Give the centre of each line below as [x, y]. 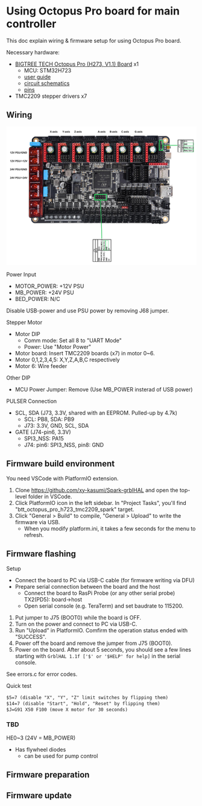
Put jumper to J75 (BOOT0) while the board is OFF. [78, 617]
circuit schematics [47, 83]
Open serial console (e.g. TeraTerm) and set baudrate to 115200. [104, 606]
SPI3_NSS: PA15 [44, 438]
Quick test [19, 685]
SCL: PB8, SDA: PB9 [49, 419]
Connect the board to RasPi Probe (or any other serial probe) [99, 593]
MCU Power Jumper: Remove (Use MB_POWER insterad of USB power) [104, 389]
